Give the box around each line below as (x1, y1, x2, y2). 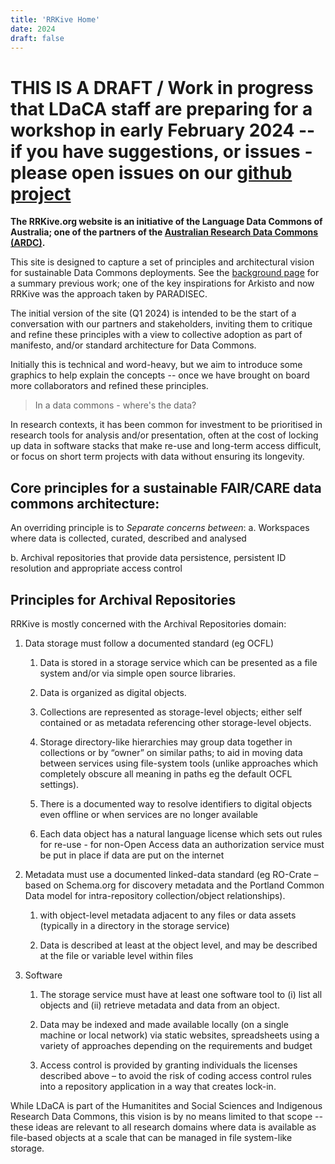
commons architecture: (10, 495, 160, 512)
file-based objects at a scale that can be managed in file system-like (10, 1131, 293, 1143)
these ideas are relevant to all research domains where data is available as (10, 1121, 317, 1133)
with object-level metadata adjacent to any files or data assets (39, 909, 297, 921)
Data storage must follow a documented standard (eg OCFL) (24, 637, 275, 649)
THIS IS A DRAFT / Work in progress (10, 76, 314, 99)
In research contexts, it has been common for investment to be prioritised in (10, 419, 323, 431)
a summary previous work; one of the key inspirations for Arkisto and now (10, 277, 315, 290)
